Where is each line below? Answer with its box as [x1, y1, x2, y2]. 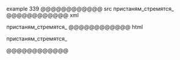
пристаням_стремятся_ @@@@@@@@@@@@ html [6, 24, 143, 30]
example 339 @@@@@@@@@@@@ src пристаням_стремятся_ [6, 5, 175, 12]
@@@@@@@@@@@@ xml [6, 12, 79, 19]
